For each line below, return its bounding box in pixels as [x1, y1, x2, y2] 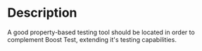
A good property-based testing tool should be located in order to [7, 28, 195, 36]
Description [7, 5, 77, 21]
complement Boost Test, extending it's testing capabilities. [7, 35, 177, 43]
